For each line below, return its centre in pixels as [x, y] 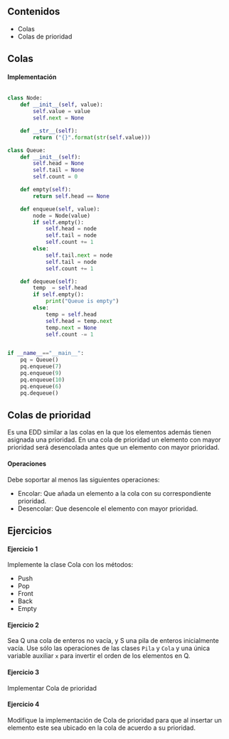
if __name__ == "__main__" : [46, 353]
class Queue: [27, 150]
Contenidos [34, 12]
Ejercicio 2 [23, 624]
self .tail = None [58, 170]
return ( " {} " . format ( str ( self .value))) [92, 137]
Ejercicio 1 [22, 549]
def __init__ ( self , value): [62, 105]
